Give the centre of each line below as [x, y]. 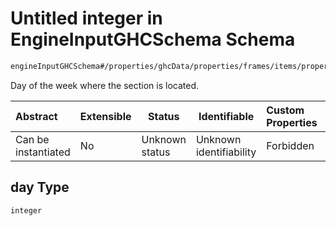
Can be [32, 139]
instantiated [43, 152]
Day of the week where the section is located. [105, 85]
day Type [40, 187]
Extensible [105, 116]
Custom [285, 110]
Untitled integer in [86, 18]
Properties [292, 122]
